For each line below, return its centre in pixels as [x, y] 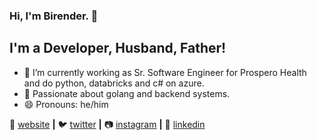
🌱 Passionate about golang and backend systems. [127, 93]
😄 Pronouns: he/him [66, 104]
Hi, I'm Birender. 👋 [54, 16]
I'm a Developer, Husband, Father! [118, 48]
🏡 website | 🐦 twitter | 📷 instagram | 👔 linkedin [107, 124]
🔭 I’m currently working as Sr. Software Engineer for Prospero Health [165, 72]
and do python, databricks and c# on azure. [114, 83]
